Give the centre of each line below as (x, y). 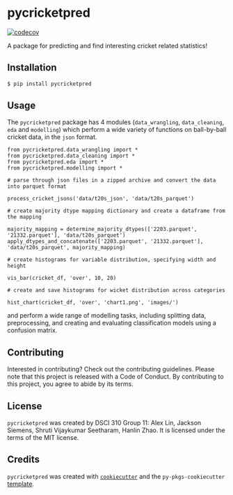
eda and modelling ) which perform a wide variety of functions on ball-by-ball (117, 130)
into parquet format (37, 186)
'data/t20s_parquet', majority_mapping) (67, 248)
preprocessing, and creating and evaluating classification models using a (112, 323)
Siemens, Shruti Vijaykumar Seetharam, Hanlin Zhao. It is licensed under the (116, 430)
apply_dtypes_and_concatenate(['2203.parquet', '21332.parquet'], (105, 242)
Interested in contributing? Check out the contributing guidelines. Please (111, 369)
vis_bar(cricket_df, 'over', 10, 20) (62, 278)
